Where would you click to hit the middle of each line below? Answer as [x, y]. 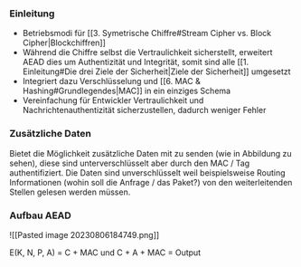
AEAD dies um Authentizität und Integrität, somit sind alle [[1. [136, 62]
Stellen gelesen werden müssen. [70, 192]
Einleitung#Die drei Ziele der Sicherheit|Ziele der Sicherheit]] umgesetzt [156, 72]
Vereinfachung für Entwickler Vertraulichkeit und [113, 100]
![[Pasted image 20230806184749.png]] [85, 234]
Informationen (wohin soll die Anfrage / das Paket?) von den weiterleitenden [151, 182]
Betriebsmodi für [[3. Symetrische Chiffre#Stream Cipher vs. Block [147, 33]
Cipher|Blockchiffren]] [64, 43]
